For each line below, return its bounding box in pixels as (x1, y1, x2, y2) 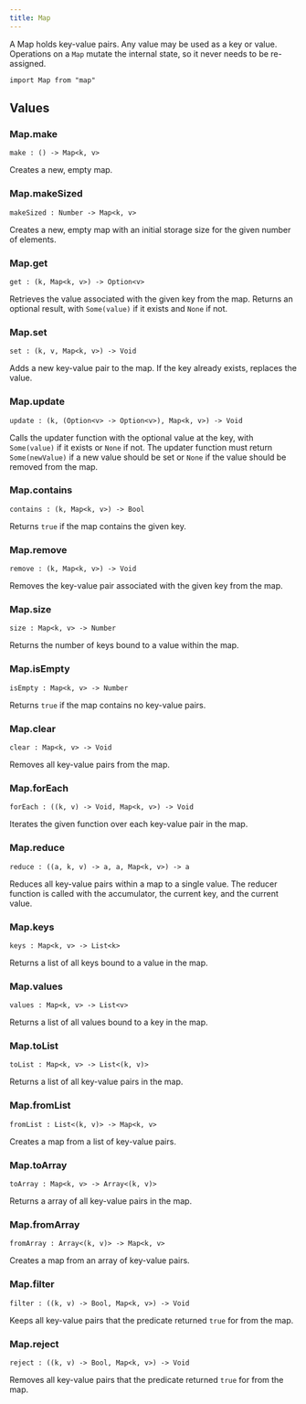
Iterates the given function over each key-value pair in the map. (9, 819, 248, 830)
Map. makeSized (9, 187, 84, 200)
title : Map (9, 13, 51, 23)
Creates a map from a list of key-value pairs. (9, 1135, 176, 1147)
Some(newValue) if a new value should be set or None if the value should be (9, 452, 287, 463)
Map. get (9, 257, 48, 270)
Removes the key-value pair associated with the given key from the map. (9, 580, 283, 591)
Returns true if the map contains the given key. (9, 520, 187, 531)
